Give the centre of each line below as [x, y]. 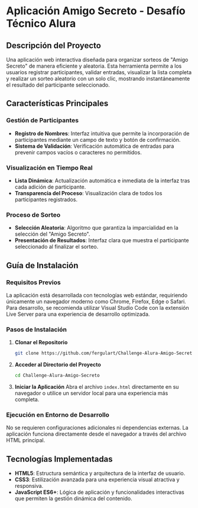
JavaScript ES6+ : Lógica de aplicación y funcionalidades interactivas [99, 492]
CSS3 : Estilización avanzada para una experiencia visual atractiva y [97, 480]
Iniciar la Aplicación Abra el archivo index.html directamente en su [97, 387]
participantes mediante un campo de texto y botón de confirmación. [98, 139]
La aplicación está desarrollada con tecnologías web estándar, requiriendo [97, 295]
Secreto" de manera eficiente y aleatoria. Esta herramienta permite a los [94, 66]
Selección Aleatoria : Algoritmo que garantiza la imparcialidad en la [96, 228]
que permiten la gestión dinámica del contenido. [74, 499]
